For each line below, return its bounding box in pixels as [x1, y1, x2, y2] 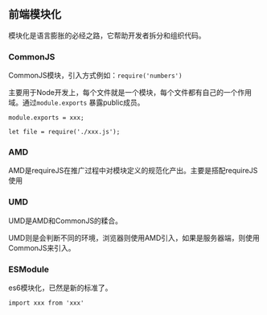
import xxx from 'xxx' [8, 299, 84, 307]
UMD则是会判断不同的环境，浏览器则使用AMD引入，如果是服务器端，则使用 [8, 233, 260, 242]
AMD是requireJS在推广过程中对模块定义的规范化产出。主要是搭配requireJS [8, 166, 258, 176]
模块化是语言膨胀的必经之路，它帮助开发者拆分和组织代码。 [8, 31, 206, 40]
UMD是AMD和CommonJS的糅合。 [8, 216, 123, 226]
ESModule [8, 263, 50, 275]
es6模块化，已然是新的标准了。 [8, 283, 113, 292]
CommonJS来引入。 [8, 242, 76, 252]
